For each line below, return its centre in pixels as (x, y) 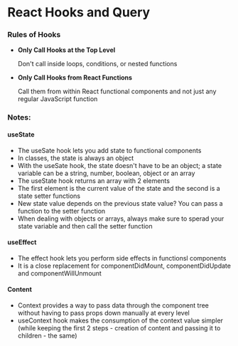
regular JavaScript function (58, 99)
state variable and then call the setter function (85, 226)
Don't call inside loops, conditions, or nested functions (97, 64)
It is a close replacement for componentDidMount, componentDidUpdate (124, 266)
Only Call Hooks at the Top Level (66, 50)
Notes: (19, 117)
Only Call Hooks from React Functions (75, 78)
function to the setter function (61, 211)
